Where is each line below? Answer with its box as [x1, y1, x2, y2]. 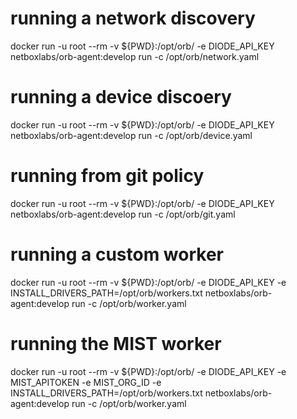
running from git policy [10, 165, 205, 187]
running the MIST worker [10, 332, 222, 355]
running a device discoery [10, 86, 232, 109]
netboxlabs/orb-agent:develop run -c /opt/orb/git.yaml [10, 208, 236, 220]
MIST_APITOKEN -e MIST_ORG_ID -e [10, 376, 162, 388]
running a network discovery [10, 7, 256, 30]
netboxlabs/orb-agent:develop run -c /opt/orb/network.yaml [10, 50, 260, 62]
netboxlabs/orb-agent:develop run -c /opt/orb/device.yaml [10, 129, 253, 141]
